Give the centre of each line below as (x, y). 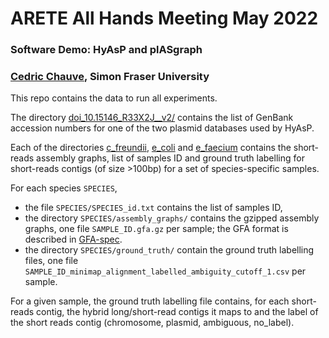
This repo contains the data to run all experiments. (114, 98)
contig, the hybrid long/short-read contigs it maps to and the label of (177, 312)
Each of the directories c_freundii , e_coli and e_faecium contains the (151, 148)
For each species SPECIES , (64, 188)
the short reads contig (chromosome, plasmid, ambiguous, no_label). (152, 323)
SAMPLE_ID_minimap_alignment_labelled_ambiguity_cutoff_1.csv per (165, 271)
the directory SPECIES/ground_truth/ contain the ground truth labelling (169, 250)
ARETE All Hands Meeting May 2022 (164, 18)
